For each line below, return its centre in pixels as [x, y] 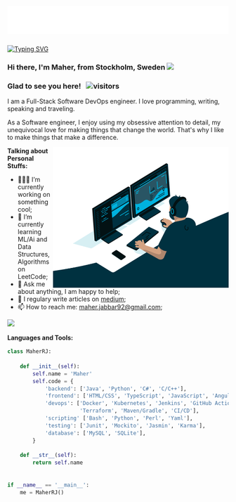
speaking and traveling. [41, 109]
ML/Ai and [32, 239]
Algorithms [33, 262]
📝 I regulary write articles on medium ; [72, 299]
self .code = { [53, 381]
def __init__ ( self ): [50, 366]
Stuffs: [18, 166]
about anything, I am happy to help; [69, 292]
